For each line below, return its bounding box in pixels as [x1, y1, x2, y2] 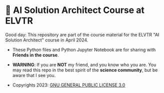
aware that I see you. [12, 72, 56, 78]
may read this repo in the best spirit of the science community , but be [12, 67, 158, 73]
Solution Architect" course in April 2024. [5, 37, 88, 43]
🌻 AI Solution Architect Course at [5, 4, 145, 16]
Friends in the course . [12, 52, 59, 58]
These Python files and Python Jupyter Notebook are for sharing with [12, 46, 156, 52]
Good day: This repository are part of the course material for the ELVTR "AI [5, 31, 159, 37]
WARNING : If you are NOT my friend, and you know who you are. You [12, 61, 156, 67]
